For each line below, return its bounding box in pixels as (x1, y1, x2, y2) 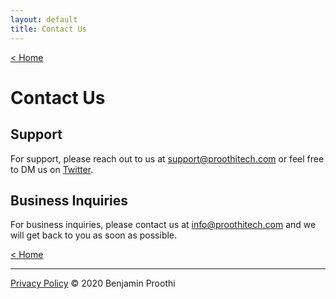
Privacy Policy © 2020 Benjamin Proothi (10, 277, 176, 290)
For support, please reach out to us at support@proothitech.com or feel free (10, 152, 325, 165)
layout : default (10, 14, 78, 25)
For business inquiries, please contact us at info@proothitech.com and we (10, 219, 317, 231)
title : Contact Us (10, 24, 87, 34)
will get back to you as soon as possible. (10, 229, 178, 241)
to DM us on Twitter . (10, 163, 94, 175)
